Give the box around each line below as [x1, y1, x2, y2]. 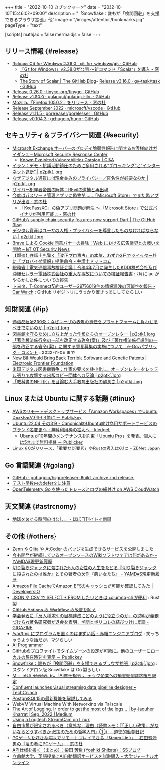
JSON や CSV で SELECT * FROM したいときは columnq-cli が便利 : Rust [12, 594, 160, 600]
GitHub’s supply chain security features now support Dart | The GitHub [12, 216, 156, 223]
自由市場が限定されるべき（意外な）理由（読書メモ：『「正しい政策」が [12, 722, 155, 728]
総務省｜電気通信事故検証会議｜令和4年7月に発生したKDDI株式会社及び [12, 264, 157, 270]
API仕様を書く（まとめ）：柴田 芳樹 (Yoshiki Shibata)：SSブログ [12, 747, 141, 753]
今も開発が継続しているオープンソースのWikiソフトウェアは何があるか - [12, 552, 157, 558]
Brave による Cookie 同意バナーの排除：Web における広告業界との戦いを [12, 240, 160, 246]
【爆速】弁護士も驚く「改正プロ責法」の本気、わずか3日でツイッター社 [12, 252, 157, 258]
